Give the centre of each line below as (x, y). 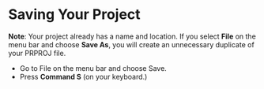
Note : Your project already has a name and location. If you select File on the (132, 36)
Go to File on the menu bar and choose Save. (93, 68)
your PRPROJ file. (37, 53)
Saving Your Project (74, 15)
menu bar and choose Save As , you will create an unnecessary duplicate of (131, 44)
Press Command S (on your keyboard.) (83, 76)
